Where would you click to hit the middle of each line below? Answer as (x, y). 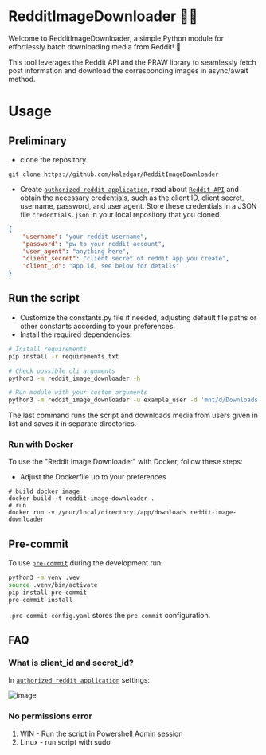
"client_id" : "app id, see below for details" (101, 266)
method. (22, 79)
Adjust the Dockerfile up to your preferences (93, 477)
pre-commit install (41, 600)
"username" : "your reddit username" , (85, 237)
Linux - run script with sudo (65, 742)
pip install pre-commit (48, 593)
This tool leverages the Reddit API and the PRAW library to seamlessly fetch (132, 62)
